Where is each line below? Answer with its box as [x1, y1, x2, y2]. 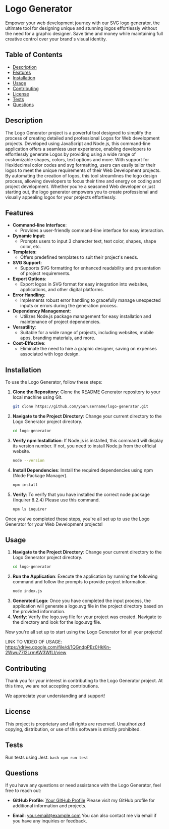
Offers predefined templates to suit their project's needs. [20, 254, 139, 260]
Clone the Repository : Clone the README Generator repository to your [12, 389, 160, 395]
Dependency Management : [12, 308, 71, 314]
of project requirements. [20, 270, 71, 277]
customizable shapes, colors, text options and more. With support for [5, 156, 150, 162]
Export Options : [12, 276, 46, 282]
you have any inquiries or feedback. [12, 818, 87, 824]
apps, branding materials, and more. [20, 335, 96, 341]
